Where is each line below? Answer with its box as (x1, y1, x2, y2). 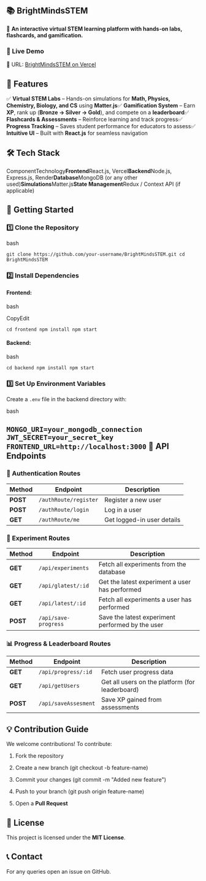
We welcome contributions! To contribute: (6, 741, 112, 748)
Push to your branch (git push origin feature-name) (15, 788, 145, 795)
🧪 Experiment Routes (6, 534, 71, 542)
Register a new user (104, 495, 162, 504)
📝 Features (6, 79, 48, 89)
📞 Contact (6, 852, 43, 862)
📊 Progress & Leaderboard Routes (6, 639, 112, 648)
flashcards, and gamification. (6, 31, 83, 39)
